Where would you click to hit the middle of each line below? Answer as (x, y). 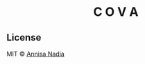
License (24, 38)
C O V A (116, 12)
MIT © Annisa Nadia (36, 54)
